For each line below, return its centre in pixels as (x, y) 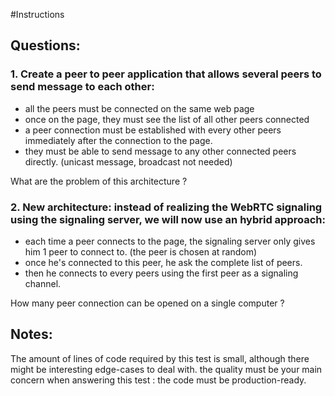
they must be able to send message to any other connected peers (160, 151)
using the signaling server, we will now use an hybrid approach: (168, 219)
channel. (43, 283)
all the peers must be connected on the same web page (139, 108)
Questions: (45, 45)
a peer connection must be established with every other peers (153, 130)
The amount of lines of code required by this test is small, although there (160, 358)
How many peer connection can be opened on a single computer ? (147, 303)
